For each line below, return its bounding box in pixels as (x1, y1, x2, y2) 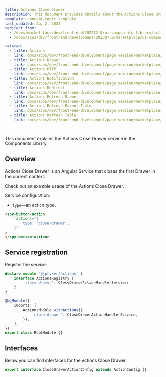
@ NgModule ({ (5, 298, 30, 303)
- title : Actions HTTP (9, 67, 56, 72)
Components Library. (5, 141, 48, 146)
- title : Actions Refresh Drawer (9, 94, 79, 99)
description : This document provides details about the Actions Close (5, 12, 154, 17)
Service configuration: (5, 192, 50, 198)
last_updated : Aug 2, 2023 (5, 21, 61, 26)
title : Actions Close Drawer (5, 7, 65, 12)
